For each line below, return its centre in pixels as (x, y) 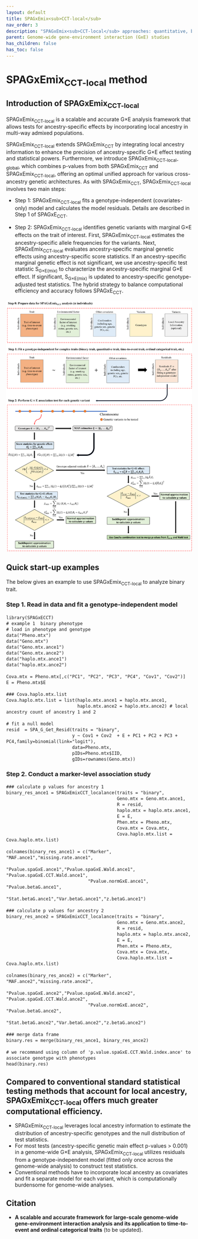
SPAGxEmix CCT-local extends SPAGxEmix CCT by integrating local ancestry (95, 145)
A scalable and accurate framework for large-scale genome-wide (96, 1217)
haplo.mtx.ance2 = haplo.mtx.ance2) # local (133, 706)
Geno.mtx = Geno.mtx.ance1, (151, 798)
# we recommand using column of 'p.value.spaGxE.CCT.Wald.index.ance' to (99, 1052)
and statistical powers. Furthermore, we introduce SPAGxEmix (81, 159)
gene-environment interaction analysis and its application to (90, 1224)
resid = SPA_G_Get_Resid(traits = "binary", (63, 729)
